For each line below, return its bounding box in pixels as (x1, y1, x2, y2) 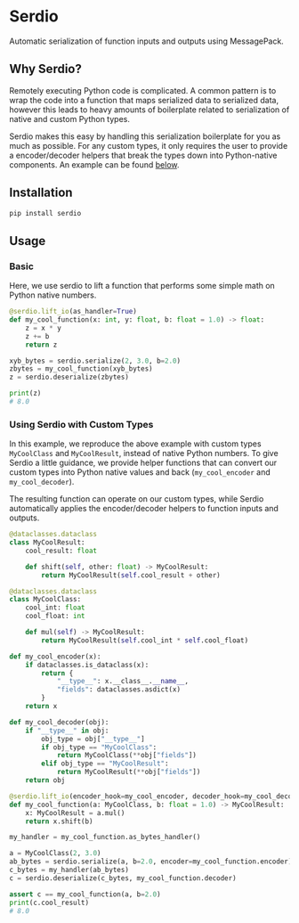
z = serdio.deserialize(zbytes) (9, 372, 129, 382)
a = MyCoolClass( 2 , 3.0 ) (9, 849, 101, 858)
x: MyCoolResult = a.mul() (25, 808, 125, 817)
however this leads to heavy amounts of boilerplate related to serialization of (9, 104, 290, 115)
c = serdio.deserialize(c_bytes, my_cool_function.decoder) (9, 873, 238, 883)
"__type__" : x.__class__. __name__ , (56, 677, 190, 686)
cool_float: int (25, 612, 86, 621)
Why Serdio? (9, 61, 82, 77)
